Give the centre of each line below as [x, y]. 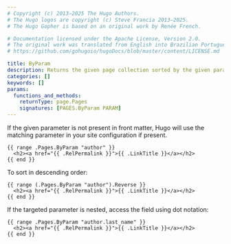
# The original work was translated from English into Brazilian [102, 45]
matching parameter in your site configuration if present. [87, 135]
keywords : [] [26, 83]
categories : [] [29, 76]
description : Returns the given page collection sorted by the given [109, 70]
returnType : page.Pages [54, 102]
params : [18, 89]
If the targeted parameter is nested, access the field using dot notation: [108, 209]
